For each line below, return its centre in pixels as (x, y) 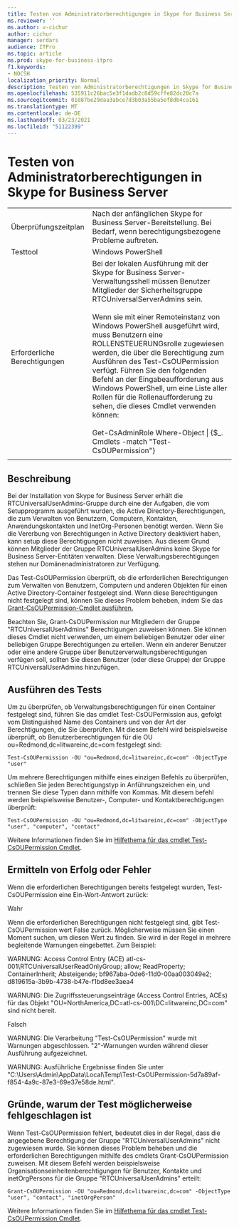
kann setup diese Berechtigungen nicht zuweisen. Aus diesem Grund (108, 541)
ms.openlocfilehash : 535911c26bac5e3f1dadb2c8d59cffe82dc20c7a (103, 93)
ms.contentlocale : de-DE (44, 113)
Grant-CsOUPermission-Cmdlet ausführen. (70, 608)
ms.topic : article (34, 54)
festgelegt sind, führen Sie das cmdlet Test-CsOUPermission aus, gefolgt (115, 715)
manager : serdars (33, 41)
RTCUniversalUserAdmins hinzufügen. (64, 668)
